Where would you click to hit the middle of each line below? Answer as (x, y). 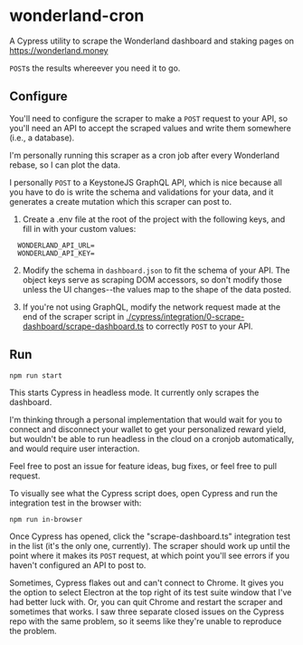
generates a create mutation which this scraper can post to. (121, 201)
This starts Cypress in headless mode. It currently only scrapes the (134, 392)
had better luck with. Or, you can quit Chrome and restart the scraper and (146, 602)
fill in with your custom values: (79, 228)
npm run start (36, 375)
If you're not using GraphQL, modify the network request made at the (151, 307)
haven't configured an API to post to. (78, 565)
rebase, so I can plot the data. (65, 165)
